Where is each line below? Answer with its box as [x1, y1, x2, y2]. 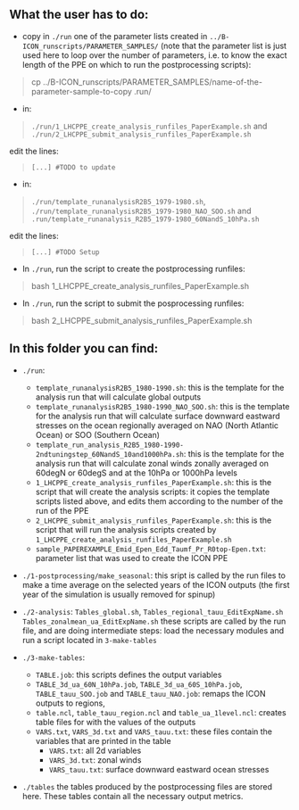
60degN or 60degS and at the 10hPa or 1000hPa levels [35, 467, 238, 478]
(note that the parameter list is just [160, 40, 287, 51]
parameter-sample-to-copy [30, 86, 132, 96]
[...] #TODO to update [30, 162, 116, 172]
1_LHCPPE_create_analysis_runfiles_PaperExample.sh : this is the [35, 476, 272, 487]
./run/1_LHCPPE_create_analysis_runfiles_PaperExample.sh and [30, 120, 268, 131]
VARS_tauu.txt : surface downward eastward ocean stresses [48, 764, 270, 774]
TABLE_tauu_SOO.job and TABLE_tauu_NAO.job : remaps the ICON [35, 688, 266, 698]
